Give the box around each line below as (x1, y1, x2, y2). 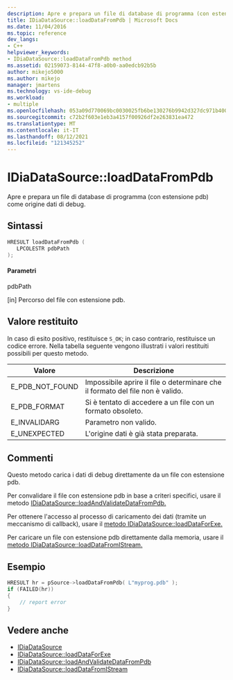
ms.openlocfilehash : (7, 107, 67, 114)
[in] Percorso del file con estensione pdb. (7, 295, 126, 303)
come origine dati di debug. (7, 200, 86, 209)
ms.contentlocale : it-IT (7, 127, 79, 134)
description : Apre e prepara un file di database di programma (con (7, 10, 209, 17)
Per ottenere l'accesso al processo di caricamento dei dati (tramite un (7, 512, 207, 521)
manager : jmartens (7, 81, 60, 88)
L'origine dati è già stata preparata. (85, 429, 198, 438)
